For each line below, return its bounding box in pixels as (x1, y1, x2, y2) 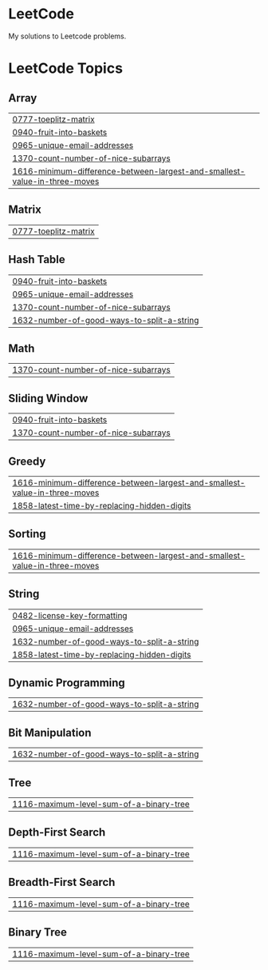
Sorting (8, 527, 46, 541)
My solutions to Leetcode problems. (8, 31, 127, 41)
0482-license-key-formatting (12, 609, 128, 621)
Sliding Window (8, 391, 89, 405)
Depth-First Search (8, 825, 106, 840)
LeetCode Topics (8, 59, 124, 78)
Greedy (8, 454, 46, 468)
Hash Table (8, 253, 65, 266)
